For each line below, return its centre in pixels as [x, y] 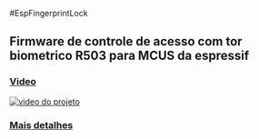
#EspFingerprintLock [49, 13]
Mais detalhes [41, 124]
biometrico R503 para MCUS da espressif [129, 56]
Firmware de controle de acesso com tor [126, 41]
